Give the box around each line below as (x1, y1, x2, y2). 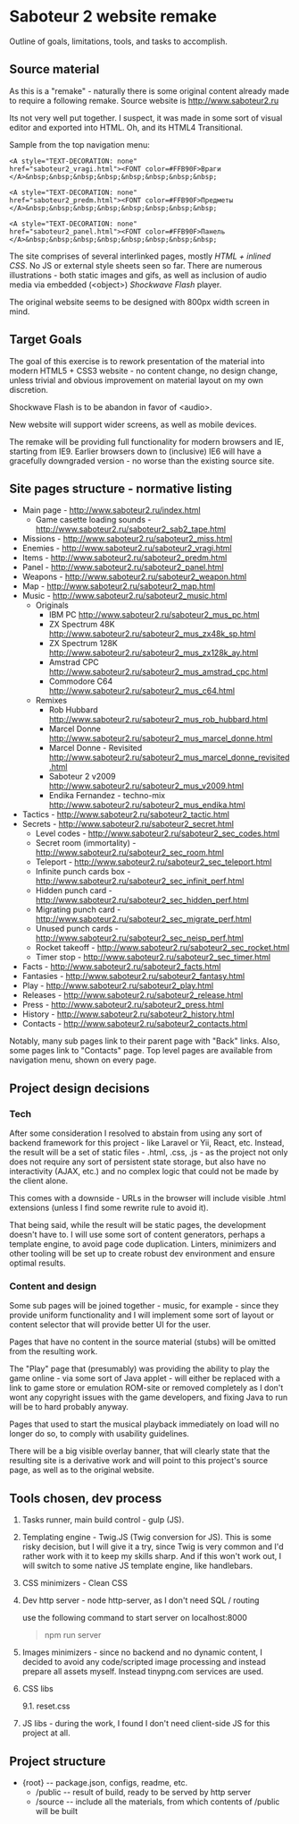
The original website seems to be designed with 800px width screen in (9, 296, 270, 307)
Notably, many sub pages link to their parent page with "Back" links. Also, (9, 1036, 280, 1046)
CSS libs (21, 1683, 54, 1694)
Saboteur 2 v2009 (48, 771, 116, 782)
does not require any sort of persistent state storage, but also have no (9, 1156, 266, 1167)
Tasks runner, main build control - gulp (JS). (21, 1514, 185, 1525)
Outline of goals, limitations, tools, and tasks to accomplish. (9, 36, 228, 47)
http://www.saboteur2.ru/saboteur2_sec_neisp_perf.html (35, 933, 244, 943)
